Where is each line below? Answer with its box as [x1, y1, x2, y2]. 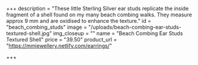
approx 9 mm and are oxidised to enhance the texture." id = [6, 18, 152, 24]
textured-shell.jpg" [6, 30, 52, 37]
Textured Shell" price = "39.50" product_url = [6, 36, 117, 43]
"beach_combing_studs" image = [6, 23, 87, 30]
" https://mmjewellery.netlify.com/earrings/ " [6, 42, 113, 49]
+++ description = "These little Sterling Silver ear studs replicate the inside [6, 5, 189, 12]
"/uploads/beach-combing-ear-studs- [88, 23, 182, 30]
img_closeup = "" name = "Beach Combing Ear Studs [53, 30, 183, 37]
